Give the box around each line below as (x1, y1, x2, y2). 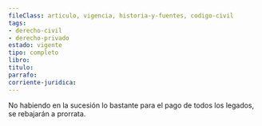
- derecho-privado (8, 33, 69, 42)
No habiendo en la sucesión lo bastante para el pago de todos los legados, (8, 100, 255, 110)
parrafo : (8, 71, 38, 79)
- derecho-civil (8, 26, 62, 34)
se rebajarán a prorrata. (8, 108, 86, 118)
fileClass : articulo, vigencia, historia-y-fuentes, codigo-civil (8, 11, 234, 20)
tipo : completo (8, 49, 59, 57)
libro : (8, 57, 30, 65)
